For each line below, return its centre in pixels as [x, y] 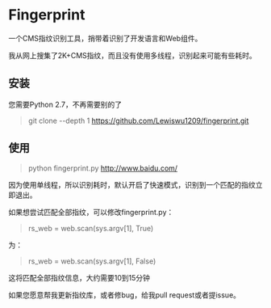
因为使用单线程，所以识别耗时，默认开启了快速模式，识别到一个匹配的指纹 [132, 184]
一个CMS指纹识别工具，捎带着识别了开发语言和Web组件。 [105, 38]
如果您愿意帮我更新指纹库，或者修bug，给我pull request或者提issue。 [124, 295]
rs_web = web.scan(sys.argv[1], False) [92, 261]
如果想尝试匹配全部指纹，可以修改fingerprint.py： [91, 212]
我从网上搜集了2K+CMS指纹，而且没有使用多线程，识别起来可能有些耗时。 [132, 55]
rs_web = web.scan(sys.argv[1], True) [91, 228]
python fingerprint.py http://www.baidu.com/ [103, 168]
